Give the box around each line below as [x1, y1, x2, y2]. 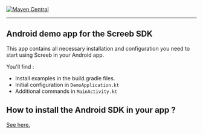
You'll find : [6, 63, 34, 70]
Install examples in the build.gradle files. [14, 74, 115, 81]
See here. [6, 121, 30, 128]
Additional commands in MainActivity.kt [14, 88, 118, 95]
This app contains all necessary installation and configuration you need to [6, 45, 190, 52]
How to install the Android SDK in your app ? [6, 105, 176, 115]
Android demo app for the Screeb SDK [6, 29, 153, 39]
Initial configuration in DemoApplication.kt [14, 81, 120, 88]
